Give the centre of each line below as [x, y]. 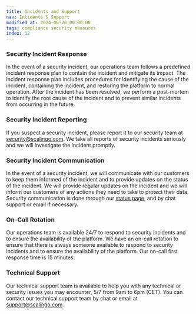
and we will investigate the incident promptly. [61, 145]
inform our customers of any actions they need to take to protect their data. [97, 192]
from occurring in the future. [41, 104]
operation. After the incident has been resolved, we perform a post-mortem [98, 92]
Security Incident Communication [55, 160]
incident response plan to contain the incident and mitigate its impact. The [96, 73]
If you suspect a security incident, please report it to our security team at [94, 133]
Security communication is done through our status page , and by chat [91, 199]
